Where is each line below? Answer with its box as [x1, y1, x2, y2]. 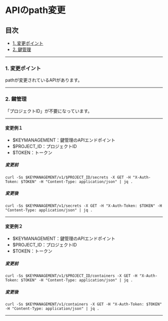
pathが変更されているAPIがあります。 [5, 77, 82, 83]
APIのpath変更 [5, 4, 66, 16]
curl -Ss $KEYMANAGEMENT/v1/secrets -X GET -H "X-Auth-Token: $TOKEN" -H [5, 203, 162, 208]
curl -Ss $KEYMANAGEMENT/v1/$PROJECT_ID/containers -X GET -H [5, 273, 137, 278]
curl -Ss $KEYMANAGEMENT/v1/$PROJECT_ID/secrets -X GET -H [5, 174, 131, 180]
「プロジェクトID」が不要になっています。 [5, 108, 92, 114]
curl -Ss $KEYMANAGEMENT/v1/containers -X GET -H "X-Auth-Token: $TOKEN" [5, 301, 162, 306]
